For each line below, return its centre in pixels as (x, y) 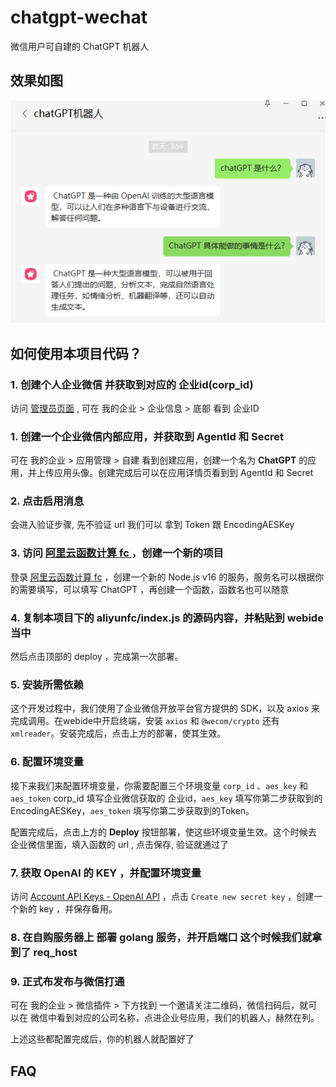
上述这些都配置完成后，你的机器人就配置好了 (102, 1039)
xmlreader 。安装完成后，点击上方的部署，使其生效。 (118, 733)
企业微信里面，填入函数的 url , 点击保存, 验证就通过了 (119, 844)
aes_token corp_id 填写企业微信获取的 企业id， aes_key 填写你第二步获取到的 (166, 798)
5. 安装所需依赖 (47, 684)
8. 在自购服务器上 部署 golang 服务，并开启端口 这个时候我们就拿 (166, 937)
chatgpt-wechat (79, 17)
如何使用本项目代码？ (76, 353)
